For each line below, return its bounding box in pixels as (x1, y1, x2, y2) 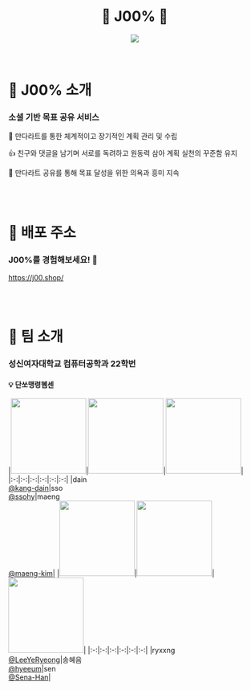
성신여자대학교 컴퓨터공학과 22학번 (8, 358, 136, 369)
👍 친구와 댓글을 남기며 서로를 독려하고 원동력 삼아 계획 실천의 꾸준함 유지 (8, 149, 238, 158)
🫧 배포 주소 (8, 223, 76, 242)
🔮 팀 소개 (8, 328, 63, 346)
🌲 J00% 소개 (8, 81, 92, 100)
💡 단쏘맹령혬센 (8, 379, 55, 389)
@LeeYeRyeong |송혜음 (8, 655, 83, 665)
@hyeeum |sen (8, 664, 56, 674)
